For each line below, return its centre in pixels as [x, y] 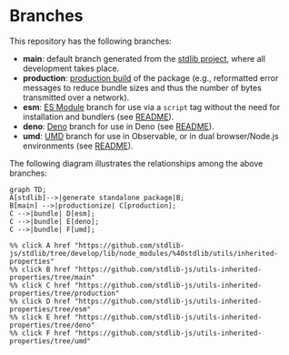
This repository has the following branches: [91, 41]
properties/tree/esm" [50, 309]
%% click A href [40, 245]
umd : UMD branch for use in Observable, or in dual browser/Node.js [150, 136]
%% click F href [40, 333]
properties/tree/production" [65, 293]
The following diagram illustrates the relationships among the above [136, 163]
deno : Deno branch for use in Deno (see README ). [119, 126]
